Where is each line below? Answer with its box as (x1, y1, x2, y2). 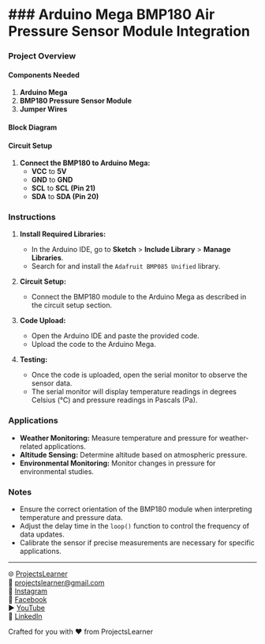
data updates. (19, 529, 65, 539)
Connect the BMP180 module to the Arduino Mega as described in (31, 292, 247, 302)
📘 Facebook (8, 595, 47, 604)
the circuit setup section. (31, 300, 113, 310)
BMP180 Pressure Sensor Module (19, 96, 132, 106)
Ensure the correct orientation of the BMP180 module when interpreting (19, 504, 252, 514)
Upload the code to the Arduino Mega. (31, 340, 156, 349)
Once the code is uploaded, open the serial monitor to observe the (31, 370, 248, 380)
